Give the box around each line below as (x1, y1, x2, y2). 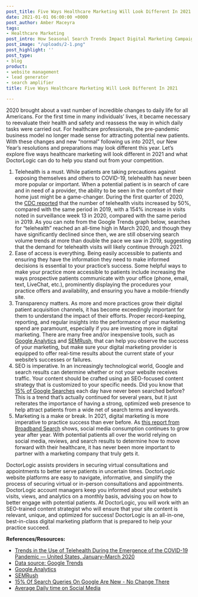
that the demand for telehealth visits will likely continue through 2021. (14, 243, 184, 250)
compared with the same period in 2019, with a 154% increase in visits (14, 206, 186, 213)
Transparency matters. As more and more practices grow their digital (14, 299, 183, 306)
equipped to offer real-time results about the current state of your (14, 349, 174, 357)
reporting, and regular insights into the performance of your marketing (14, 318, 186, 325)
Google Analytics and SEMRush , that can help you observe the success (14, 337, 189, 344)
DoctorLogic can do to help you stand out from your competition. (6, 157, 164, 164)
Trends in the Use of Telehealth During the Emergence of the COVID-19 (14, 546, 189, 554)
